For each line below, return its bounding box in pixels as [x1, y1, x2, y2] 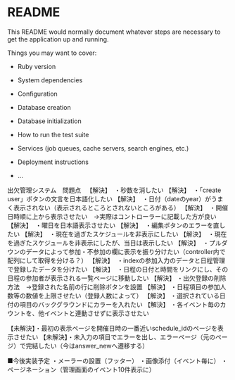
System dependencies [17, 75, 83, 84]
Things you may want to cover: [7, 49, 97, 57]
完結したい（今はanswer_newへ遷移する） [25, 341, 149, 350]
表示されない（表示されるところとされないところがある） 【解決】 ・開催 [13, 203, 229, 212]
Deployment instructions [17, 158, 89, 166]
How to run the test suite [17, 130, 89, 139]
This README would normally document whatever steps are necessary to [7, 27, 221, 36]
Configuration [17, 89, 58, 98]
